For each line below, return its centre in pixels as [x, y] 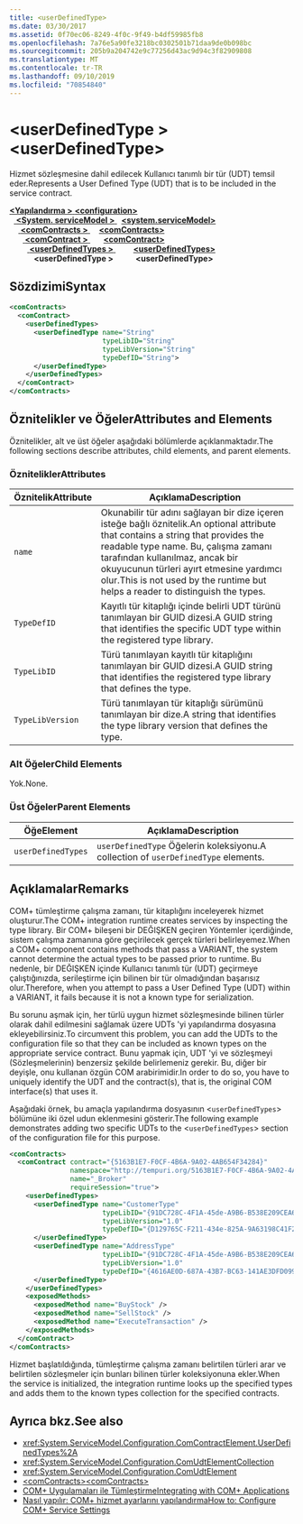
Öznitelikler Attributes [58, 474]
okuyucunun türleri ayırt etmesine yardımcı [191, 569]
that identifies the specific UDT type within [191, 629]
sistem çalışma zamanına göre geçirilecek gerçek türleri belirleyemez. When [150, 939]
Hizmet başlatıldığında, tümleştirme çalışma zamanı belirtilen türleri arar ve [148, 1364]
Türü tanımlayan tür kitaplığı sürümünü [182, 703]
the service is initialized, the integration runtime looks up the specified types [151, 1383]
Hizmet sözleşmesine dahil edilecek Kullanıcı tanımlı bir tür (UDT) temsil [142, 173]
